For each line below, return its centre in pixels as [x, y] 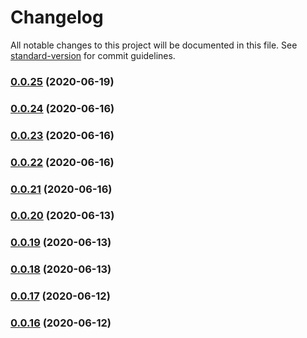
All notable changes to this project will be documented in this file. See [154, 45]
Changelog [57, 17]
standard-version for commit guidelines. [93, 55]
